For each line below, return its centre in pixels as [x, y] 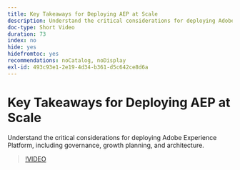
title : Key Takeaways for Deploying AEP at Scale [83, 14]
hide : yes [22, 47]
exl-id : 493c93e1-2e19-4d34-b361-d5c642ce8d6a [78, 67]
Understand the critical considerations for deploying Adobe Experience [112, 137]
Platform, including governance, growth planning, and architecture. [106, 145]
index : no [22, 41]
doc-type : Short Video [41, 27]
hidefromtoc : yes [33, 54]
